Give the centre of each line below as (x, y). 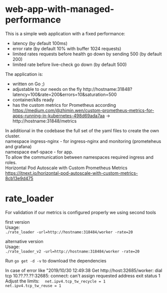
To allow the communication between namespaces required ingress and (79, 157)
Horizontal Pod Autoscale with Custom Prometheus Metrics (66, 168)
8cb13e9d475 (19, 178)
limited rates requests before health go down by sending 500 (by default (87, 54)
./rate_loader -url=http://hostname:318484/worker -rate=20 (69, 232)
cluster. (13, 136)
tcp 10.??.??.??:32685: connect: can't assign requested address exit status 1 (83, 276)
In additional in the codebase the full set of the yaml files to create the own (82, 130)
